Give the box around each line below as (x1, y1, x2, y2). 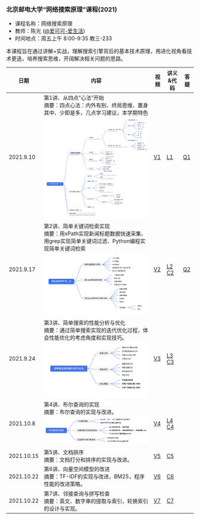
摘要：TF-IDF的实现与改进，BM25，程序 (43, 473, 145, 480)
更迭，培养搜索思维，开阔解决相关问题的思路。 (11, 55, 126, 62)
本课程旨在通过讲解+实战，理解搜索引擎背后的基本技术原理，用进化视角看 (6, 48, 187, 55)
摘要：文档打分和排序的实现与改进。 (43, 456, 133, 463)
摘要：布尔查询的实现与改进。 (43, 408, 117, 416)
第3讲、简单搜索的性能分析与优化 (43, 319, 126, 326)
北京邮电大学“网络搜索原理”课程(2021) (6, 5, 117, 13)
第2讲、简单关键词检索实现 (43, 223, 110, 230)
